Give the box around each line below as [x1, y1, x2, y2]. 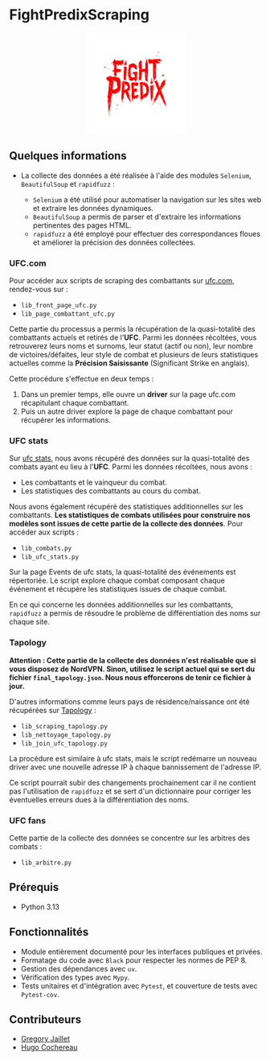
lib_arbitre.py [20, 859, 72, 867]
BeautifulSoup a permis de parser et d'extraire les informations [32, 212, 242, 221]
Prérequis [9, 881, 59, 894]
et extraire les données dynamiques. [32, 203, 154, 212]
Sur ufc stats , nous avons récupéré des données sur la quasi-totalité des [9, 453, 250, 464]
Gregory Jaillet [20, 1034, 71, 1044]
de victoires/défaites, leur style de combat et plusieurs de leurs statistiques [9, 350, 259, 360]
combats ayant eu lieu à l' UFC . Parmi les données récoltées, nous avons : [9, 462, 252, 472]
